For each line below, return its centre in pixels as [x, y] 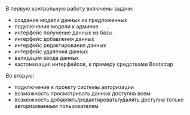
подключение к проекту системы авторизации [74, 87]
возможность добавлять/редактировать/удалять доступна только [99, 100]
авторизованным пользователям [56, 106]
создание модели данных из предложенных [71, 20]
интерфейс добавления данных [54, 39]
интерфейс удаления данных [51, 52]
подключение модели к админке [56, 26]
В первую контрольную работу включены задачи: [70, 9]
